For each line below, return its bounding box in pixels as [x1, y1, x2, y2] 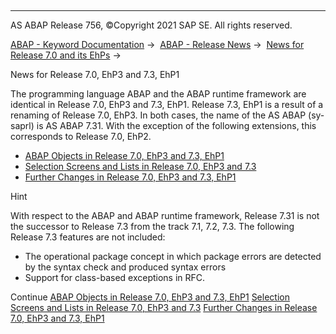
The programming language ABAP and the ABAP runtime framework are [10, 88, 307, 100]
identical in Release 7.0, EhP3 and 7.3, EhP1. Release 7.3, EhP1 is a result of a [10, 99, 324, 110]
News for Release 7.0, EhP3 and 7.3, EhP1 [10, 69, 180, 80]
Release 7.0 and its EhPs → [10, 49, 122, 61]
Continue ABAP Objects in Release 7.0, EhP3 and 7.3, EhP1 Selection [10, 291, 290, 303]
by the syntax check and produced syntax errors [24, 261, 227, 273]
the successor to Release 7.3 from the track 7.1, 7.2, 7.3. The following [10, 221, 295, 232]
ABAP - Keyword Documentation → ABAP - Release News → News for [10, 39, 305, 50]
